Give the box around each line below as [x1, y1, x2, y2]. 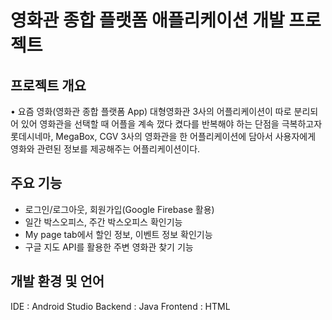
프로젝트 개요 [10, 77, 87, 94]
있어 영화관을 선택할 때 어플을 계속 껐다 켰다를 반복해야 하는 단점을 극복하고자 [20, 118, 323, 130]
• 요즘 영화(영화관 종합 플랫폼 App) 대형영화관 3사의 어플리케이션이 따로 [10, 106, 292, 117]
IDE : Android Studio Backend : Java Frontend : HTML [10, 300, 231, 312]
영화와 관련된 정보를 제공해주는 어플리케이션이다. [10, 143, 201, 155]
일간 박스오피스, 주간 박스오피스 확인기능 [24, 216, 183, 228]
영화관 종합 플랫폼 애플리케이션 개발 [10, 9, 285, 32]
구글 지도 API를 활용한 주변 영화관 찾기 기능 [24, 241, 194, 253]
